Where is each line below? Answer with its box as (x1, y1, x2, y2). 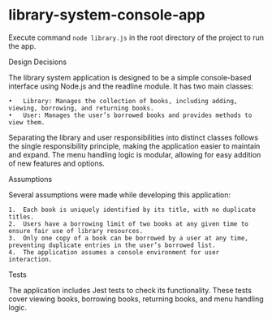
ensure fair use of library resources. (8, 227, 144, 235)
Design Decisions (8, 57, 67, 67)
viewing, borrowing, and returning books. (8, 104, 154, 112)
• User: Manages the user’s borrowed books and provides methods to (8, 111, 253, 119)
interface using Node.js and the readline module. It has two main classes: (8, 81, 254, 91)
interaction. (8, 255, 53, 263)
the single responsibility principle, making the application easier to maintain (8, 141, 261, 151)
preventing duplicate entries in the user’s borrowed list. (8, 241, 217, 249)
